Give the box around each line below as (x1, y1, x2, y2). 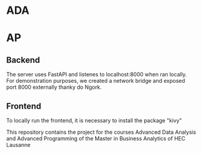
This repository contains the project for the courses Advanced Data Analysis (6, 128, 197, 136)
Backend (6, 55, 40, 65)
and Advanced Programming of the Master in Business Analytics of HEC (6, 135, 186, 142)
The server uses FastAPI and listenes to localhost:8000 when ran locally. (6, 71, 187, 78)
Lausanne (6, 142, 31, 148)
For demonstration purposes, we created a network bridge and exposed (6, 77, 186, 85)
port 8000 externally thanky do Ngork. (6, 83, 102, 91)
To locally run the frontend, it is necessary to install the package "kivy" (6, 117, 182, 124)
